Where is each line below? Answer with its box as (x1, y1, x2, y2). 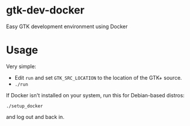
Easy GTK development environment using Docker (6, 23, 128, 30)
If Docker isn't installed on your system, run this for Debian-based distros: (6, 91, 185, 98)
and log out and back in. (6, 113, 65, 120)
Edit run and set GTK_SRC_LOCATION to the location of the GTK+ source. (14, 74, 182, 81)
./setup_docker (6, 103, 43, 109)
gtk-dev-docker (6, 4, 85, 17)
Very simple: (6, 63, 36, 70)
